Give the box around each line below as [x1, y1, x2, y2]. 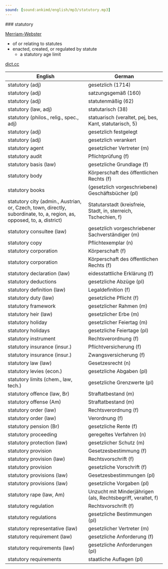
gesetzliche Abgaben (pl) [88, 367, 148, 374]
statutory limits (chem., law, [7, 375, 72, 383]
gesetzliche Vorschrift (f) [88, 463, 147, 470]
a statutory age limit [19, 51, 61, 57]
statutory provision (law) [7, 455, 65, 462]
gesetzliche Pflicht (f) [88, 294, 139, 301]
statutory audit [7, 152, 42, 159]
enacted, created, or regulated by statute [12, 46, 97, 52]
